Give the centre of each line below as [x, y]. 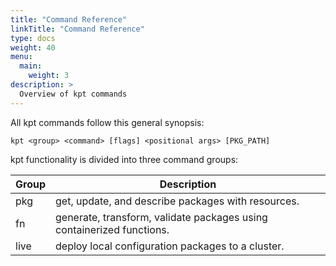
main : [31, 66]
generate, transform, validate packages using [161, 217]
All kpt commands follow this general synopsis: [107, 122]
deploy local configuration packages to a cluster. [170, 246]
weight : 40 [33, 47]
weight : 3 [49, 76]
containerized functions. [112, 229]
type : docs [33, 38]
